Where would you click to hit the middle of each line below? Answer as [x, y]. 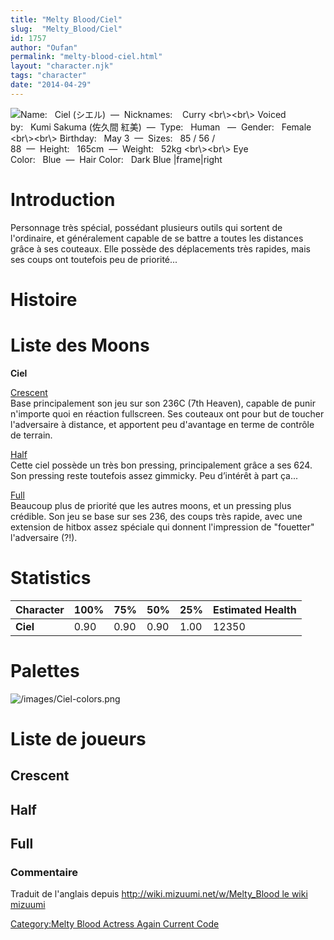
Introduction [63, 199]
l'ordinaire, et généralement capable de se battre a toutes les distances [157, 238]
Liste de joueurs [78, 738]
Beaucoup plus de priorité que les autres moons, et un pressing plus [151, 505]
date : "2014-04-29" [51, 85]
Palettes [45, 670]
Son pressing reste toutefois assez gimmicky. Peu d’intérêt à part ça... [154, 475]
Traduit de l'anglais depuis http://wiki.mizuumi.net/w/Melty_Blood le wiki [159, 894]
